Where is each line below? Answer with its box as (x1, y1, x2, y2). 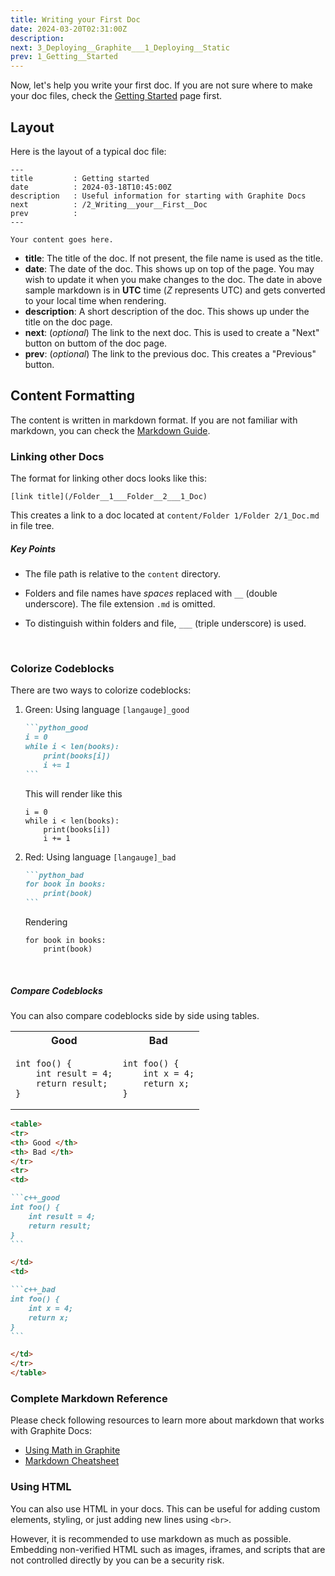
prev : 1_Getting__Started (10, 52, 118, 62)
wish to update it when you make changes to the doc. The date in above (24, 273, 323, 285)
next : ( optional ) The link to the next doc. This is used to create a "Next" (24, 326, 320, 338)
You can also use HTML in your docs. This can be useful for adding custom (10, 1502, 321, 1515)
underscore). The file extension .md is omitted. (24, 598, 216, 610)
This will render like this (24, 787, 123, 800)
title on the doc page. (24, 316, 113, 328)
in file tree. (10, 520, 55, 532)
